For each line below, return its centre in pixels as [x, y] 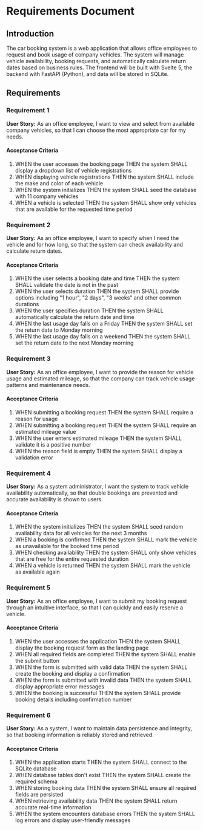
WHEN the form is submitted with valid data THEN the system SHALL [101, 667]
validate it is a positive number [53, 444]
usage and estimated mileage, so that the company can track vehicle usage [101, 379]
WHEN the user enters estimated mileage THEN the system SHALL [98, 438]
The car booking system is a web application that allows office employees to [102, 48]
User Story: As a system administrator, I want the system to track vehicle [98, 487]
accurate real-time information [53, 808]
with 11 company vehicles [47, 196]
